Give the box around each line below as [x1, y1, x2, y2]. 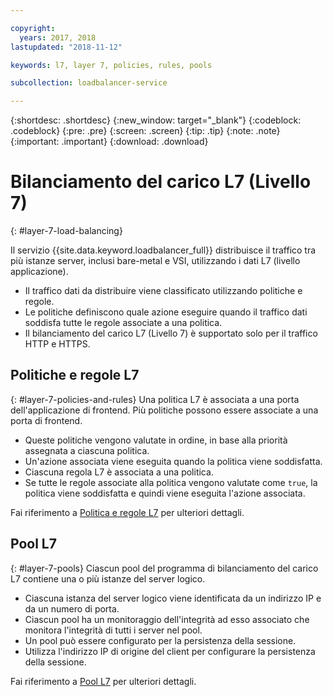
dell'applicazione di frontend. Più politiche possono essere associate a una [10, 404, 319, 416]
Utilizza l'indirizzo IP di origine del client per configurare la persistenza [24, 645, 316, 657]
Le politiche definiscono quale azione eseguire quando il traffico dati [24, 306, 308, 318]
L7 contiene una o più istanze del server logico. [10, 572, 206, 585]
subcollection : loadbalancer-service [10, 78, 168, 88]
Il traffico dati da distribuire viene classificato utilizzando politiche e [24, 285, 303, 297]
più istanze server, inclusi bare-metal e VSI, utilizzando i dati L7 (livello [10, 255, 301, 267]
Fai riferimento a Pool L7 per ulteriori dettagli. [10, 675, 197, 687]
